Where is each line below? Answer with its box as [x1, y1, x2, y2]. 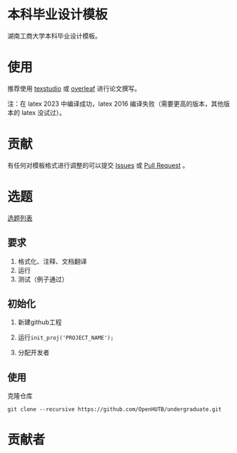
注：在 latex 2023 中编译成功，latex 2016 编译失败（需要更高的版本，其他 [7, 99, 224, 108]
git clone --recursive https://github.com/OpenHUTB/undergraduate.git [7, 406, 222, 413]
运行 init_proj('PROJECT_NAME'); [17, 333, 114, 342]
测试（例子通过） [17, 274, 69, 283]
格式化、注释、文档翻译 [17, 257, 87, 265]
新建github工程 [17, 318, 62, 327]
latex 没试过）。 [21, 108, 66, 116]
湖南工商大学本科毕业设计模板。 [7, 31, 101, 40]
